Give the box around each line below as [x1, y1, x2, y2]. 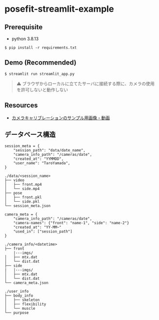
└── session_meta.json [4, 204, 51, 209]
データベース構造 [4, 130, 56, 139]
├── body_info [4, 293, 34, 299]
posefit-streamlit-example [4, 3, 114, 15]
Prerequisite [4, 23, 43, 31]
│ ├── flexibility [4, 302, 47, 307]
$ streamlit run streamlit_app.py [4, 71, 75, 76]
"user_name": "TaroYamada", [13, 161, 70, 166]
